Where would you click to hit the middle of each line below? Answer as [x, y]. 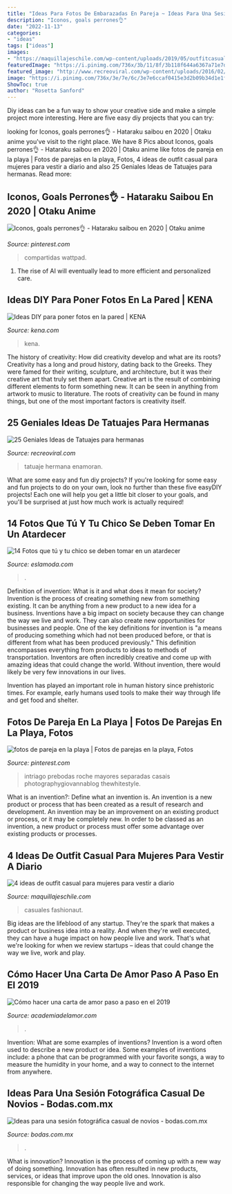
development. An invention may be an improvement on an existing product [113, 812]
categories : [24, 33]
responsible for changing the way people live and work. [86, 1183]
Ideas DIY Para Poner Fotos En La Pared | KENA [110, 300]
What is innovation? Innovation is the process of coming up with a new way [114, 1161]
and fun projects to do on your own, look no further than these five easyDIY [115, 487]
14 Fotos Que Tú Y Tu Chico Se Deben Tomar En [111, 523]
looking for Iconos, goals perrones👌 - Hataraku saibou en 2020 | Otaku [109, 132]
